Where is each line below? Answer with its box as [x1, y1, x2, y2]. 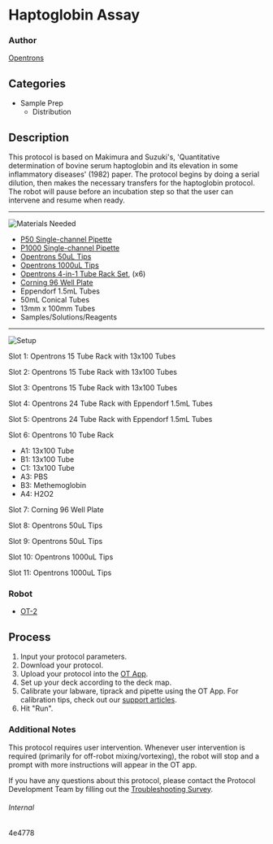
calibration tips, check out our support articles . [19, 695, 177, 705]
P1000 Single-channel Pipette [19, 243, 120, 253]
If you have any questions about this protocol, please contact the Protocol [8, 775, 256, 785]
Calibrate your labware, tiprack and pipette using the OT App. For [19, 686, 239, 696]
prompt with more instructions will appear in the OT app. [8, 759, 197, 769]
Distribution [32, 107, 71, 117]
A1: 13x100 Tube [19, 446, 75, 456]
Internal [8, 803, 35, 812]
